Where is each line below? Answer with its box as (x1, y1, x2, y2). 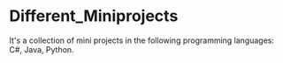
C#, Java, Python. (9, 44, 74, 54)
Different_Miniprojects (9, 6, 179, 26)
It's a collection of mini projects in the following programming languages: (9, 35, 275, 45)
